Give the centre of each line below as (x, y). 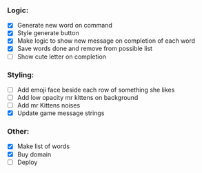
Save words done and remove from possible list (85, 49)
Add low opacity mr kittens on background (78, 97)
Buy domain (34, 154)
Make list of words (43, 146)
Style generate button (48, 33)
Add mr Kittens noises (49, 105)
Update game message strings (61, 113)
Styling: (21, 74)
